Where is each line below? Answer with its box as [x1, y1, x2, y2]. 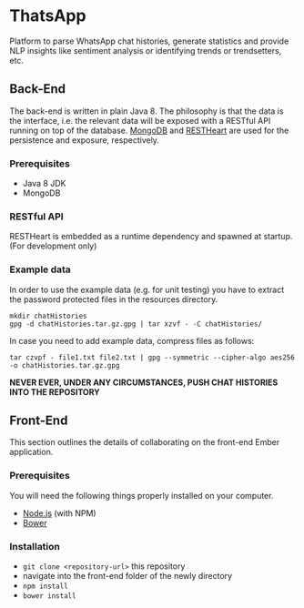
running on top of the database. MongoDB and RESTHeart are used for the [9, 125, 289, 136]
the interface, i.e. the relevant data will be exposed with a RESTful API [9, 115, 271, 126]
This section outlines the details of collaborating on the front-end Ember [9, 437, 280, 448]
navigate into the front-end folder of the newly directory [22, 571, 233, 582]
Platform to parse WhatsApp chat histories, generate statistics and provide [9, 35, 289, 46]
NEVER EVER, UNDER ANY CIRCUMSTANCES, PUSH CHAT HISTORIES [9, 377, 279, 388]
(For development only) [9, 240, 97, 251]
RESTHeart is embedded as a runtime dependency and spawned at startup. [9, 231, 293, 242]
